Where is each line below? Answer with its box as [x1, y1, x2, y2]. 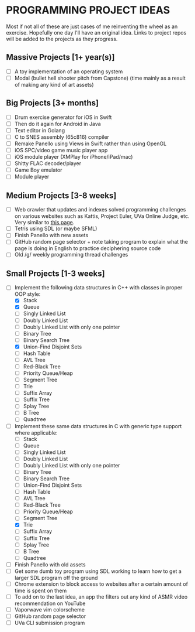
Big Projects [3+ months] [6, 98, 99, 108]
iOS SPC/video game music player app [14, 147, 108, 153]
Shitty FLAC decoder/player [14, 160, 82, 167]
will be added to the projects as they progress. [6, 35, 118, 42]
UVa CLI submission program [14, 619, 85, 627]
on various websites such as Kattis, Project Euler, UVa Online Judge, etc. [14, 213, 190, 220]
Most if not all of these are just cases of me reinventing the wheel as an [6, 23, 178, 30]
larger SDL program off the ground [14, 574, 98, 581]
